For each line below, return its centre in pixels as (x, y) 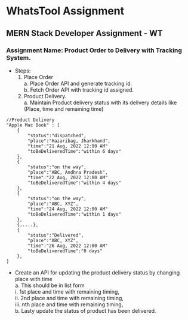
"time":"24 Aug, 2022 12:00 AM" (68, 209)
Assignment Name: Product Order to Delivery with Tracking (94, 50)
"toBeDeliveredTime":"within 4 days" (74, 183)
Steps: (23, 71)
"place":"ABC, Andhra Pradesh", (68, 172)
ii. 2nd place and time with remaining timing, (69, 298)
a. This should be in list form (50, 285)
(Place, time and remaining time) (64, 108)
